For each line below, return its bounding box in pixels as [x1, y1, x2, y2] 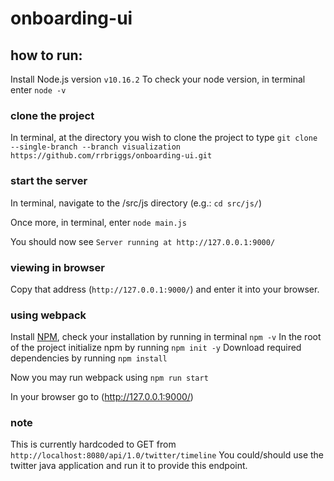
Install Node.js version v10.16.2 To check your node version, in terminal [10, 73, 306, 85]
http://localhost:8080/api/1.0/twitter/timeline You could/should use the [10, 449, 324, 461]
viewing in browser [10, 260, 105, 274]
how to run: [10, 47, 83, 64]
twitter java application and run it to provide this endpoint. [10, 460, 248, 472]
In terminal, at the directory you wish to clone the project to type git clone [10, 132, 318, 144]
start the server [10, 174, 88, 188]
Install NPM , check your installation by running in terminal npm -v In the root [10, 331, 322, 343]
